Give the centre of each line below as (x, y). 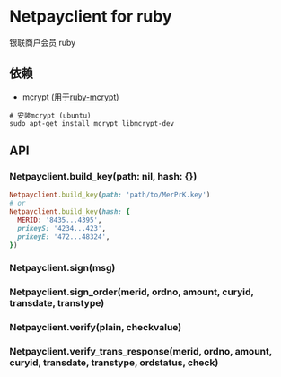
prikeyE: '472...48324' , (64, 237)
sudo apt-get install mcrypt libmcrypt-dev (92, 123)
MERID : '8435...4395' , (60, 220)
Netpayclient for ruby (91, 17)
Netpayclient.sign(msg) (62, 268)
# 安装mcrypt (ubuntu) (50, 115)
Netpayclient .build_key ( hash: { (70, 212)
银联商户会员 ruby (43, 42)
